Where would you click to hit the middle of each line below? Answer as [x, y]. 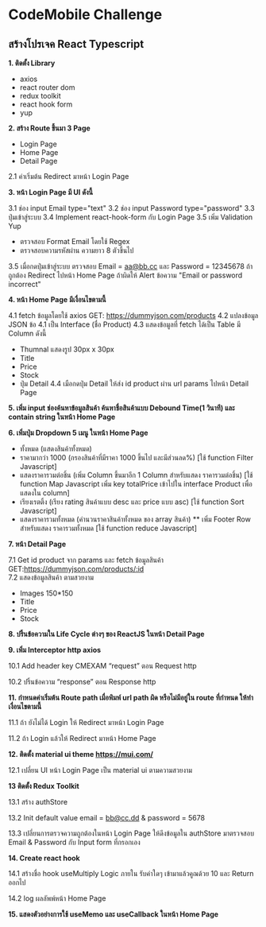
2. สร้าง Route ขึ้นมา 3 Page [50, 128]
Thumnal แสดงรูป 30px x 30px [67, 349]
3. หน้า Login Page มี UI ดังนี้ [51, 192]
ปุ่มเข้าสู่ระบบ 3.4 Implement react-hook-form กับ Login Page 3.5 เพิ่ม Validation [131, 217]
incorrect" [25, 284]
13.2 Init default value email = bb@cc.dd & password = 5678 [106, 818]
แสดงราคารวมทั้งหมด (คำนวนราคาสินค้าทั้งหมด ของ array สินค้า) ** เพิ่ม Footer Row [135, 519]
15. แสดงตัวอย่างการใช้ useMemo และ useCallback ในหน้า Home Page [114, 914]
